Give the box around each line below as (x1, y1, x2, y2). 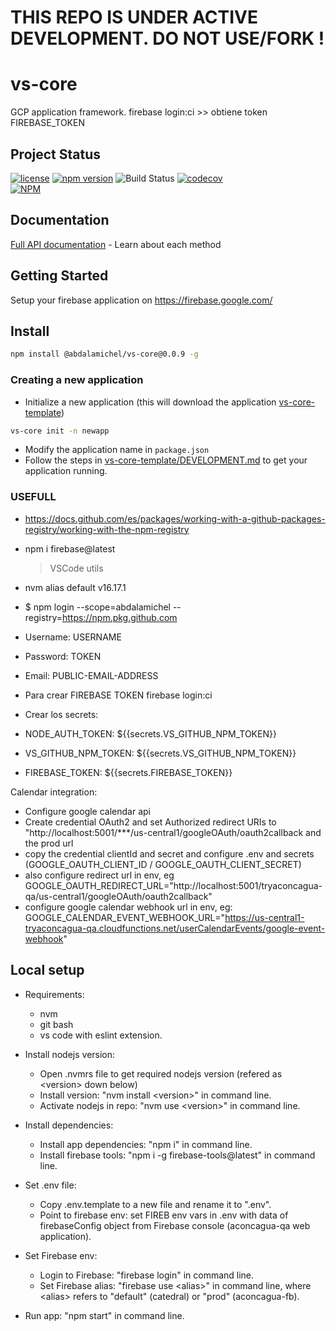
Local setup (10, 962, 85, 979)
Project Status (10, 146, 102, 163)
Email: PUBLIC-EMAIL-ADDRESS (24, 669, 159, 681)
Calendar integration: (10, 786, 98, 798)
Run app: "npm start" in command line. (24, 1309, 185, 1321)
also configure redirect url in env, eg (24, 869, 175, 881)
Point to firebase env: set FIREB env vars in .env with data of (39, 1209, 289, 1221)
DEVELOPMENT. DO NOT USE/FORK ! (10, 27, 325, 50)
